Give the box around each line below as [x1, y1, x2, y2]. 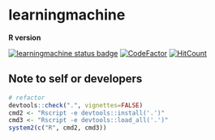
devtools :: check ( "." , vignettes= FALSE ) [8, 101, 144, 109]
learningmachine [8, 6, 126, 24]
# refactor [8, 94, 45, 102]
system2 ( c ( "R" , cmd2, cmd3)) [8, 124, 107, 132]
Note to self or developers [8, 72, 143, 86]
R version [8, 33, 41, 42]
